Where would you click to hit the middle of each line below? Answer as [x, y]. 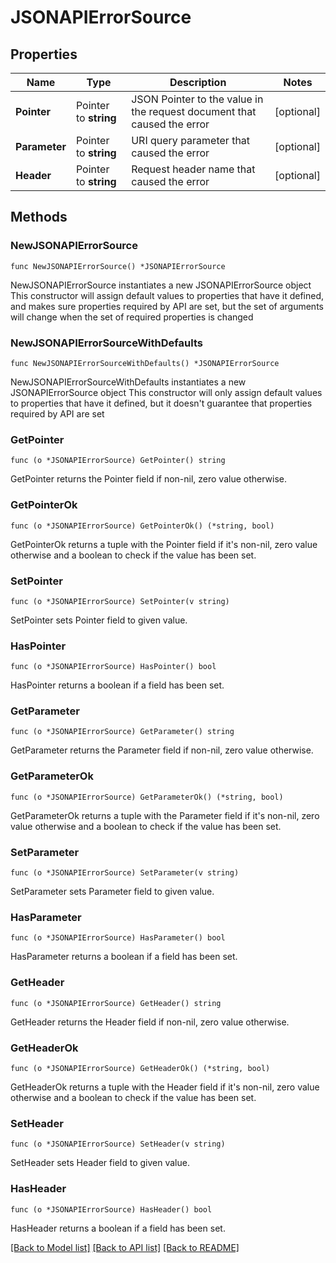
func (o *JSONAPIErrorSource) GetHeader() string [116, 1003]
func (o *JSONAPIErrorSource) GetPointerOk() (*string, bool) [142, 526]
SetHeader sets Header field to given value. [100, 1163]
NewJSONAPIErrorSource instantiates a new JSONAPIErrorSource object [161, 285]
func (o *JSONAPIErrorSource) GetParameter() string [122, 732]
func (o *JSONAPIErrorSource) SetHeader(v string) [118, 1144]
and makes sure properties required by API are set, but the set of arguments [167, 306]
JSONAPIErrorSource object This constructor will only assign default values [166, 392]
